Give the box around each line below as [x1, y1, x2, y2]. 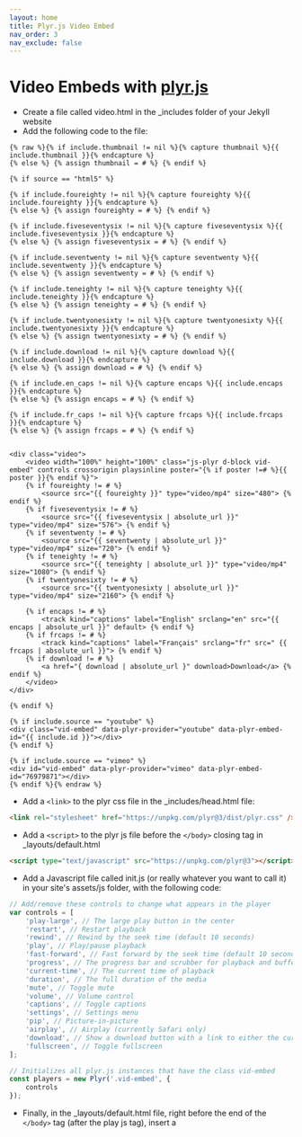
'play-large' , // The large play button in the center [25, 916, 235, 926]
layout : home [9, 13, 58, 22]
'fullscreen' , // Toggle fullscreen [25, 1042, 164, 1051]
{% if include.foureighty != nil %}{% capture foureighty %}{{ [9, 191, 252, 200]
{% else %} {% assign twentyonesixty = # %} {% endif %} [9, 332, 227, 342]
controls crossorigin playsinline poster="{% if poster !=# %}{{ [37, 466, 288, 475]
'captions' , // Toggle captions [25, 999, 147, 1009]
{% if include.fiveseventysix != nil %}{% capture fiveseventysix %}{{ [9, 222, 283, 231]
